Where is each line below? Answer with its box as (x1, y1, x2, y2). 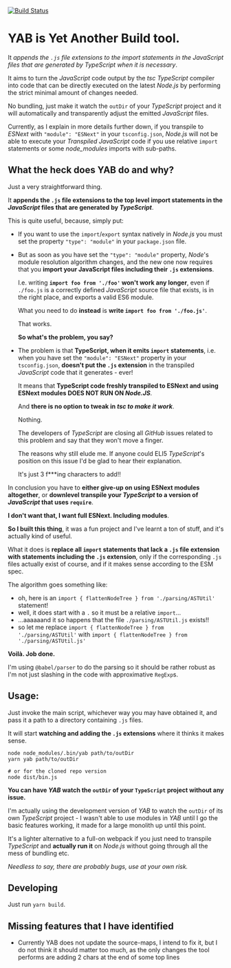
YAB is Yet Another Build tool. (8, 31, 180, 46)
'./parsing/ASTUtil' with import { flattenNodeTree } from (17, 630, 188, 639)
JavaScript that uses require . (8, 498, 93, 506)
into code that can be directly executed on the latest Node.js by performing (8, 81, 221, 89)
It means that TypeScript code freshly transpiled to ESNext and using (17, 382, 219, 390)
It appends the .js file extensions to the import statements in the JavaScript (8, 53, 224, 61)
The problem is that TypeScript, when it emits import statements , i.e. (17, 346, 216, 354)
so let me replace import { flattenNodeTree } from (17, 623, 164, 631)
